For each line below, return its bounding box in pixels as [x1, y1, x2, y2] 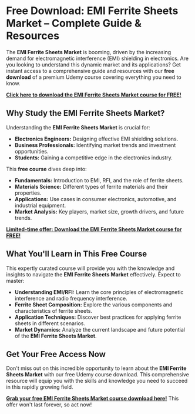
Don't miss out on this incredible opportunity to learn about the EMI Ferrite [6, 365, 187, 372]
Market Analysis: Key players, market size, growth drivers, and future [14, 208, 184, 215]
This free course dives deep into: [6, 165, 87, 172]
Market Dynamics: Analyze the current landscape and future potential [14, 326, 185, 333]
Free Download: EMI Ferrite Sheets [6, 4, 179, 18]
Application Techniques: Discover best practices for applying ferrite [14, 313, 181, 320]
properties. [14, 189, 42, 196]
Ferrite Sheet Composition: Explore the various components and [14, 301, 173, 308]
